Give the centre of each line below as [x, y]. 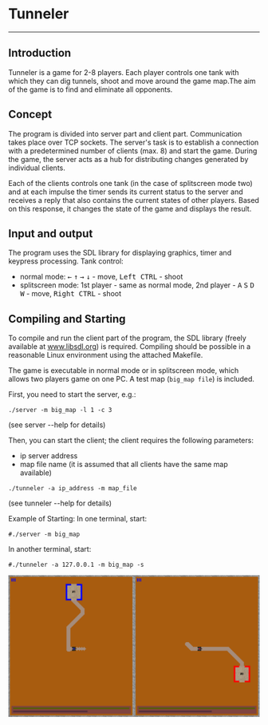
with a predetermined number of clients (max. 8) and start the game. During [133, 151]
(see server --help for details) [57, 425]
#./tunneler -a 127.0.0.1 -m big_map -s [77, 565]
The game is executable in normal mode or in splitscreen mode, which [124, 370]
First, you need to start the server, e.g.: [72, 394]
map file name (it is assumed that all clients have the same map [124, 465]
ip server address [49, 456]
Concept [30, 115]
